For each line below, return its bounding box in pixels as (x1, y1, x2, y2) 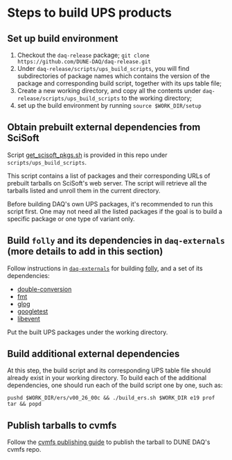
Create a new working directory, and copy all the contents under (17, 87, 202, 95)
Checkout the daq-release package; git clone (17, 51, 150, 59)
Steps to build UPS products (7, 5, 172, 21)
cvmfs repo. (7, 445, 42, 454)
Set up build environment (7, 33, 119, 44)
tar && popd (7, 401, 42, 408)
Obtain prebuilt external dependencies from (7, 122, 201, 133)
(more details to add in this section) (7, 245, 163, 258)
